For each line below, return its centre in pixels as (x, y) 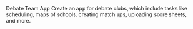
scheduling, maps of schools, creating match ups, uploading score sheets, (96, 14)
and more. (19, 21)
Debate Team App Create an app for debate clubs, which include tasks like (96, 8)
